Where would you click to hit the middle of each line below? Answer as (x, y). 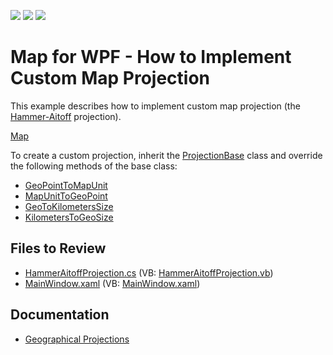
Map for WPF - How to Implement (151, 57)
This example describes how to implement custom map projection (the (155, 106)
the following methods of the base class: (94, 166)
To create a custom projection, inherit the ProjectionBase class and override (166, 155)
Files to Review (58, 248)
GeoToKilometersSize (69, 206)
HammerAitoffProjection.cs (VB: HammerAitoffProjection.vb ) (149, 272)
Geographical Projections (77, 339)
